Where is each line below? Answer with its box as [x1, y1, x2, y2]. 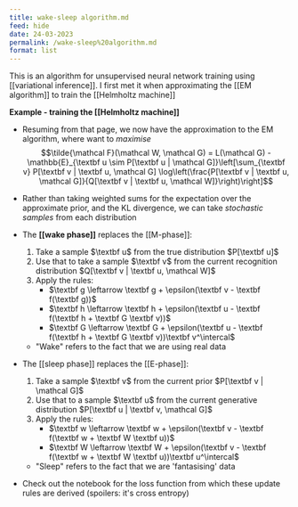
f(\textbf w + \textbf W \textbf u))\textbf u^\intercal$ [48, 452, 240, 462]
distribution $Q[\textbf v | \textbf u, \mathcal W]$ [35, 266, 216, 276]
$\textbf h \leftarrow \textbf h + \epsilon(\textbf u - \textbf [48, 304, 261, 315]
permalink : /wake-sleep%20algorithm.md [9, 37, 157, 47]
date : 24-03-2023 [9, 29, 74, 38]
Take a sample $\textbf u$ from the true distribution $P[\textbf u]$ [35, 247, 279, 258]
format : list [9, 46, 58, 55]
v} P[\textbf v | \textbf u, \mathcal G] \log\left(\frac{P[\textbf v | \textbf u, [22, 167, 290, 177]
